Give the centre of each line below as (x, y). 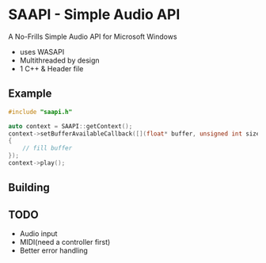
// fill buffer (47, 148)
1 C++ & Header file (51, 68)
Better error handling (54, 250)
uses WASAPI (42, 51)
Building (29, 188)
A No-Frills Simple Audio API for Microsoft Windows (93, 36)
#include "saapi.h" (40, 112)
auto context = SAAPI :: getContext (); (70, 126)
